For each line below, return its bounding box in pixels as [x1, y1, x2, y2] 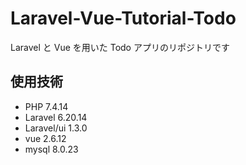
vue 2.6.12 [24, 132, 67, 144]
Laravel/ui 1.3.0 [24, 122, 88, 134]
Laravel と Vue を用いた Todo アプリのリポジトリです [10, 41, 230, 53]
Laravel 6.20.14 [24, 111, 88, 123]
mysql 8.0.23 [24, 143, 79, 155]
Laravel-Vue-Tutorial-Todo [10, 7, 237, 30]
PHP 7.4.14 [24, 100, 69, 112]
